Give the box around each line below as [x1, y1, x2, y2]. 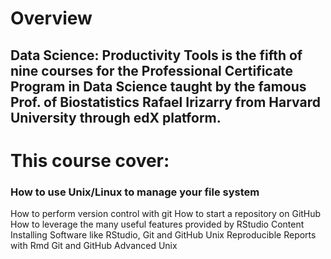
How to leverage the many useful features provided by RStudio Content [10, 218, 305, 231]
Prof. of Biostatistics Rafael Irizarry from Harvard [10, 93, 321, 111]
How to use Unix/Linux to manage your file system [10, 185, 260, 199]
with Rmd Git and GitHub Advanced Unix [10, 240, 178, 252]
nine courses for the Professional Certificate [10, 62, 294, 79]
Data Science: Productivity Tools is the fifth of [10, 47, 303, 64]
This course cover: [10, 149, 170, 172]
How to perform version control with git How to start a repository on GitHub [10, 208, 322, 220]
